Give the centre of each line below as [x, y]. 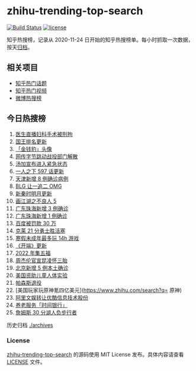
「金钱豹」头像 [33, 149]
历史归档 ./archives [30, 325]
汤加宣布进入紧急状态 [41, 164]
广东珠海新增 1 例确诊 [41, 216]
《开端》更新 [31, 246]
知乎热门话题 [31, 83]
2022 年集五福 [33, 253]
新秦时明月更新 [33, 193]
